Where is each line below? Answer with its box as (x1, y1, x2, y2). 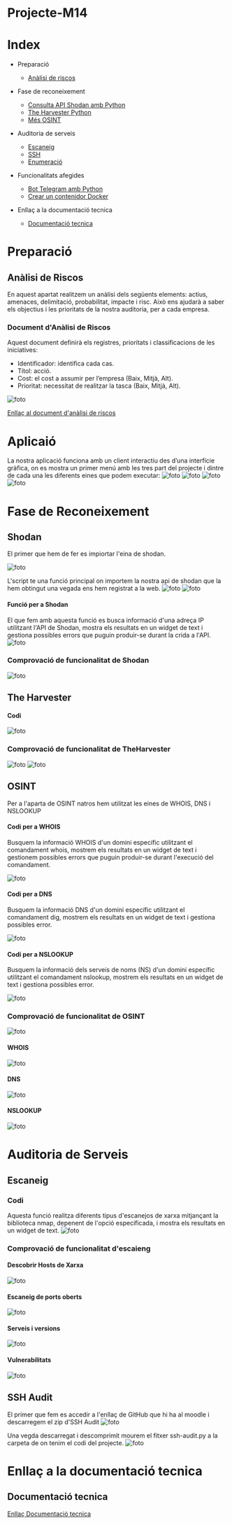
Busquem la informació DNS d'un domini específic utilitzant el (7, 905, 185, 914)
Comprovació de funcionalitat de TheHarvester (7, 744, 171, 754)
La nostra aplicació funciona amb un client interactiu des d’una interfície (7, 456, 215, 465)
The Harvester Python (27, 108, 92, 117)
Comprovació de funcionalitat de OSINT (7, 1011, 145, 1021)
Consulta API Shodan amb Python (27, 101, 126, 109)
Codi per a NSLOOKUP (7, 950, 73, 958)
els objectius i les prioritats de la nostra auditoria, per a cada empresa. (7, 305, 210, 314)
